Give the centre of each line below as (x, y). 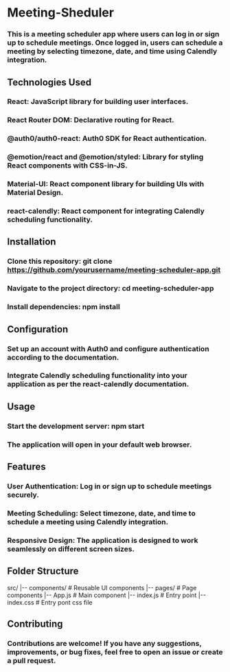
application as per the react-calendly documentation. (98, 384)
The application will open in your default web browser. (100, 445)
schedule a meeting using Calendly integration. (88, 522)
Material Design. (35, 192)
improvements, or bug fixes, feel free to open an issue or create (115, 652)
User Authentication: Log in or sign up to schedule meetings (110, 486)
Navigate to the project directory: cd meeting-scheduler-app (111, 289)
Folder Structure (43, 571)
